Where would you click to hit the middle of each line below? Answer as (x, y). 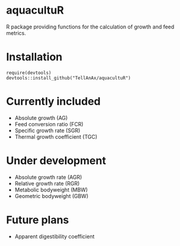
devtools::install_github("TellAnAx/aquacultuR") (69, 78)
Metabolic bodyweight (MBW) (51, 190)
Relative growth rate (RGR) (47, 183)
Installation (34, 57)
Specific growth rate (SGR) (47, 130)
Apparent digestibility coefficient (54, 236)
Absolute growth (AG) (41, 118)
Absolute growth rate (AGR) (48, 177)
